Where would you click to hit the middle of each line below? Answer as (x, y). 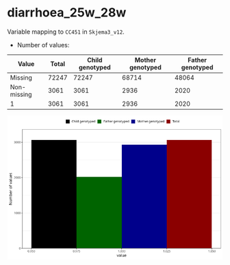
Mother (145, 60)
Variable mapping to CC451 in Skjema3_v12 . (66, 32)
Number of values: (43, 45)
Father (197, 60)
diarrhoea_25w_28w (67, 13)
